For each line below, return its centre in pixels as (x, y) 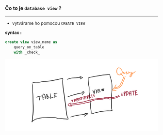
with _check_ (27, 52)
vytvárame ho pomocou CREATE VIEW (49, 23)
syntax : (13, 33)
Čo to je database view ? (33, 8)
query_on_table (29, 47)
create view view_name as (31, 42)
